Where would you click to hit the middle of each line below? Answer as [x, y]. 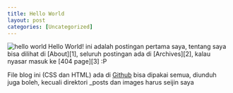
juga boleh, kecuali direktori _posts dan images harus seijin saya [101, 83]
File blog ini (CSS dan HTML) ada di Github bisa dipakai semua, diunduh [112, 75]
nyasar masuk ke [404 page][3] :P [57, 62]
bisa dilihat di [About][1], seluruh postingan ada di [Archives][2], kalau [109, 54]
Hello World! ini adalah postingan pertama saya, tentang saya [137, 47]
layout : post [26, 20]
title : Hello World [36, 14]
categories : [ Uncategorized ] [50, 27]
